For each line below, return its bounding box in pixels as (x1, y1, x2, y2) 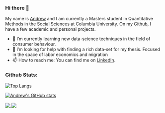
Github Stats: (5, 71, 38, 78)
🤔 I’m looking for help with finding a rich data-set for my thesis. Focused (12, 47, 161, 53)
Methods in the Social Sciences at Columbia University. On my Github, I (5, 21, 152, 27)
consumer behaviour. (12, 41, 56, 47)
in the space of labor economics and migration (12, 52, 108, 57)
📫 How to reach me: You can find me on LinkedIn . (12, 57, 116, 63)
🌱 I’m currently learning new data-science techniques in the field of (12, 36, 151, 42)
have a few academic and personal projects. (5, 26, 96, 32)
